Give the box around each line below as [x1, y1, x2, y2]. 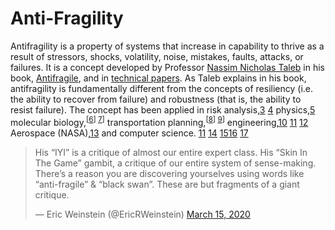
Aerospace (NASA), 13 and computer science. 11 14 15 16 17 [10, 127, 249, 139]
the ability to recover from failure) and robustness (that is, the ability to [10, 93, 302, 105]
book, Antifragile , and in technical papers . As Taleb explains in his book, [10, 72, 307, 84]
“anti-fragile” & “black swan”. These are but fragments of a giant [34, 178, 300, 190]
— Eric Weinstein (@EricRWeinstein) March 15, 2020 [34, 208, 251, 220]
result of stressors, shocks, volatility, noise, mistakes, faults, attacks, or [10, 50, 304, 62]
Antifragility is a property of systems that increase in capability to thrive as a [10, 40, 325, 52]
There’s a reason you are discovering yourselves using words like [34, 167, 305, 179]
